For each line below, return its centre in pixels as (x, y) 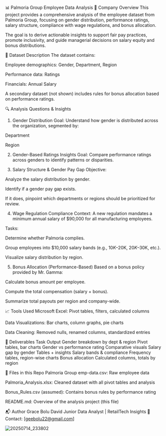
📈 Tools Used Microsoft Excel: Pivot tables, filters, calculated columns (77, 311)
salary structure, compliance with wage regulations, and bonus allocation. (81, 25)
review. (12, 204)
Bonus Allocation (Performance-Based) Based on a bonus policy (78, 267)
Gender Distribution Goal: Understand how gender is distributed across (85, 120)
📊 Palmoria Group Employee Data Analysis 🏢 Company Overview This (77, 7)
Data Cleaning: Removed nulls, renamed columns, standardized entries (78, 332)
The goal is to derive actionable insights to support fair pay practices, (76, 35)
